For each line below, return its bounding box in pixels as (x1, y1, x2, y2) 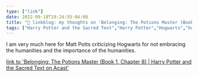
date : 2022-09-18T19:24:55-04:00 (6, 14, 88, 20)
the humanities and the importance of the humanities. (6, 47, 136, 54)
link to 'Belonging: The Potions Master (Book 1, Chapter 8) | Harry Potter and (6, 58, 192, 65)
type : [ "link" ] (6, 8, 44, 15)
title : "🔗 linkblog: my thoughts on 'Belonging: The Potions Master (6, 19, 178, 25)
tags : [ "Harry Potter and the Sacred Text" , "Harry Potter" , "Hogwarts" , (6, 24, 186, 31)
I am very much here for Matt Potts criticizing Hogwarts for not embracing (6, 41, 186, 48)
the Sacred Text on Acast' (6, 65, 70, 72)
